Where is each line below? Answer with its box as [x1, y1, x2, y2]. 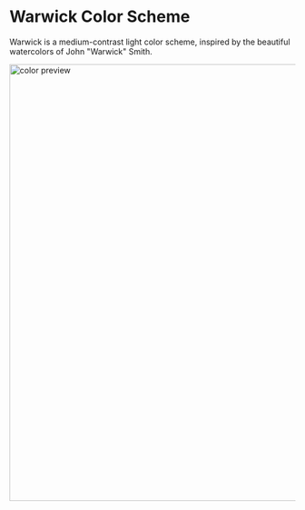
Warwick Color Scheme [9, 6, 191, 27]
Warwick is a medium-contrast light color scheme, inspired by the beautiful [9, 36, 290, 47]
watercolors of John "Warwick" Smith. [9, 45, 152, 56]
